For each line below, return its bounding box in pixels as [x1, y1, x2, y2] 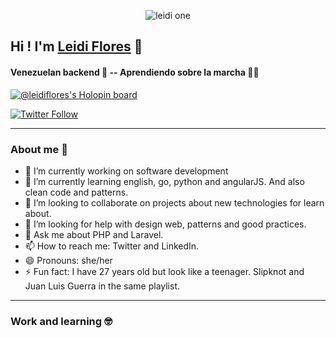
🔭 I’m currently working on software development [24, 165, 229, 177]
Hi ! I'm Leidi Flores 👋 [10, 38, 143, 55]
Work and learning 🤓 [10, 314, 113, 328]
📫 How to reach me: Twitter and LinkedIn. [24, 240, 200, 252]
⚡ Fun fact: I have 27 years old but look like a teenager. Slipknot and [24, 265, 305, 277]
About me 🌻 [10, 142, 68, 156]
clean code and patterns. [24, 186, 129, 198]
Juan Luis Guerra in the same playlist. [24, 280, 181, 292]
